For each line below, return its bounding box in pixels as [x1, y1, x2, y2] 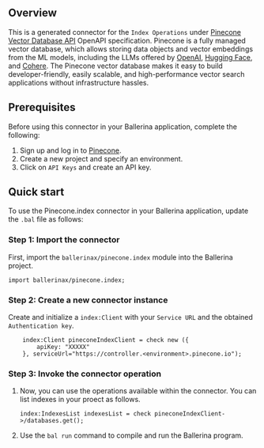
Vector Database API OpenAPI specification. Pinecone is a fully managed [8, 36, 247, 45]
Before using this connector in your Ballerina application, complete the [8, 122, 237, 131]
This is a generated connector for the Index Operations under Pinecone [8, 27, 242, 36]
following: [8, 130, 40, 139]
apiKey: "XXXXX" [36, 344, 90, 351]
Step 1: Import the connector [8, 234, 120, 245]
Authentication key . [8, 321, 74, 331]
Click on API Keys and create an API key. [19, 162, 152, 172]
